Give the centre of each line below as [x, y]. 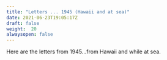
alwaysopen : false [30, 35]
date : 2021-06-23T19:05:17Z [42, 18]
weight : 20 [21, 29]
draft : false [23, 23]
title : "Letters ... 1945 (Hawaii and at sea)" [68, 12]
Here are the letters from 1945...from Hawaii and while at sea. [83, 52]
